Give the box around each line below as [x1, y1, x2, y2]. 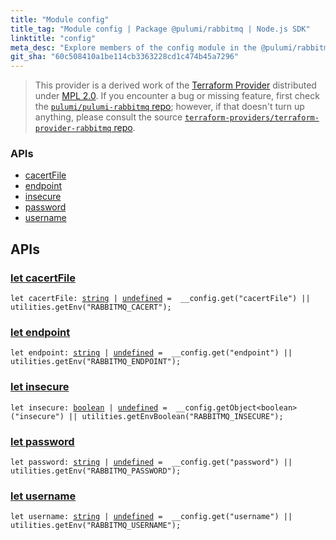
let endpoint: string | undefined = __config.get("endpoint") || [10, 348, 293, 358]
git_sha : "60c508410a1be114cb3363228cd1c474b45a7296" [10, 52, 240, 62]
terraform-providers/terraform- [184, 113, 320, 123]
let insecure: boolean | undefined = [10, 402, 168, 413]
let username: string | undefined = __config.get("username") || [10, 512, 293, 522]
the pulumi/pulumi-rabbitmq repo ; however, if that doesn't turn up [34, 101, 305, 113]
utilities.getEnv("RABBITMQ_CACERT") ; [10, 302, 172, 313]
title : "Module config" [10, 14, 110, 25]
